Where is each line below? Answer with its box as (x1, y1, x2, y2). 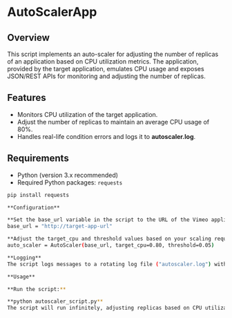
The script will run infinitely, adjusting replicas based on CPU (7, 305, 202, 312)
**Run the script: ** (7, 286, 67, 292)
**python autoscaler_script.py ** (7, 298, 104, 305)
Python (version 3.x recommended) (17, 171, 119, 179)
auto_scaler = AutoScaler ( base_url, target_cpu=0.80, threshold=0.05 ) (7, 242, 215, 249)
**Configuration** (7, 204, 60, 211)
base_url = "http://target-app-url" (7, 223, 113, 230)
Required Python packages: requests (17, 178, 123, 187)
